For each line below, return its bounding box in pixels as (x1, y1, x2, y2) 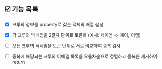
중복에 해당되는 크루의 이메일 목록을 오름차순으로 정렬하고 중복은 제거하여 (12, 53, 158, 59)
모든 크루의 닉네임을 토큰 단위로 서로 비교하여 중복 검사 (12, 42, 121, 49)
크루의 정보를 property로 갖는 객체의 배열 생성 (12, 21, 104, 27)
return (12, 59, 25, 65)
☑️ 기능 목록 (5, 5, 39, 14)
